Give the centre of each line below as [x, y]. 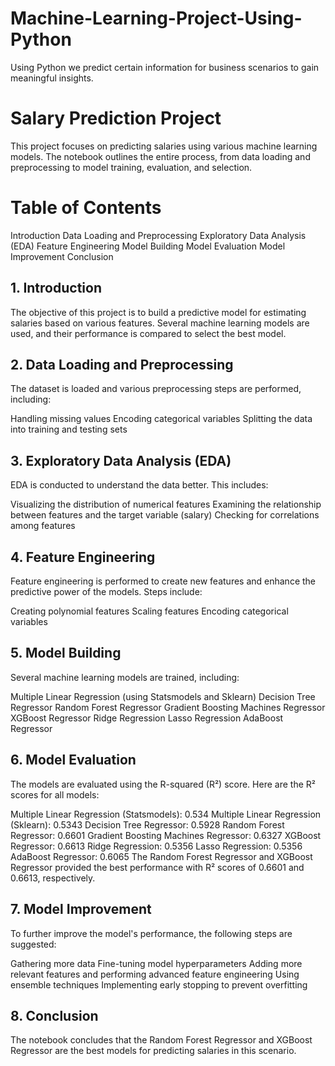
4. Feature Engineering [83, 557]
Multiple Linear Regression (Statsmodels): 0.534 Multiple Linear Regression [166, 814]
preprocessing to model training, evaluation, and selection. [131, 167]
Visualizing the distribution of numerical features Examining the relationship [166, 504]
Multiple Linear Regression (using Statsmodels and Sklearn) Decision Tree [163, 696]
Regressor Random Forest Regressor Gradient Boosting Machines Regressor [168, 707]
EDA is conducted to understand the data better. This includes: [139, 485]
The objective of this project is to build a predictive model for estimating [158, 312]
